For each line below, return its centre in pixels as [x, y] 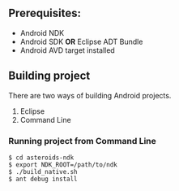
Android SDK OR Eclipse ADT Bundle [81, 41]
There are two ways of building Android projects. [90, 95]
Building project [49, 76]
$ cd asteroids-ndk [41, 158]
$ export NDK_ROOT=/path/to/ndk [63, 165]
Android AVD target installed [67, 50]
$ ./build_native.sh [43, 171]
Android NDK [42, 33]
